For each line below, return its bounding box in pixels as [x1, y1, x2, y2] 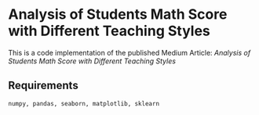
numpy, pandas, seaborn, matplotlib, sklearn [8, 99, 159, 107]
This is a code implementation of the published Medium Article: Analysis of [8, 48, 251, 57]
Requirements [8, 79, 78, 92]
